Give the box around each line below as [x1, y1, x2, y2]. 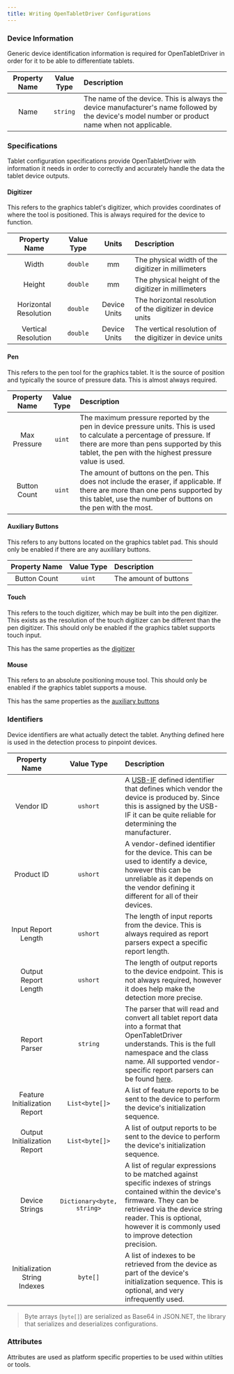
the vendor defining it [125, 882, 195, 892]
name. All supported [125, 1057, 192, 1066]
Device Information [7, 33, 74, 43]
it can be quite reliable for [132, 810, 217, 820]
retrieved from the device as [125, 1259, 217, 1269]
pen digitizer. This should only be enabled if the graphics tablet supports [7, 624, 216, 632]
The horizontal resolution [134, 295, 217, 305]
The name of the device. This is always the [83, 94, 224, 103]
